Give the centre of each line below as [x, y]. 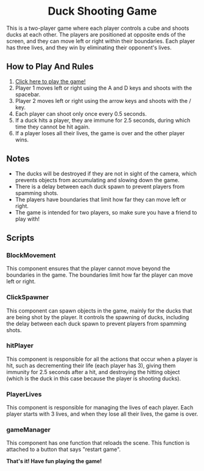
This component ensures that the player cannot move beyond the [88, 269]
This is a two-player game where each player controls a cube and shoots [98, 28]
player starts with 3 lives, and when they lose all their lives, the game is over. [102, 414]
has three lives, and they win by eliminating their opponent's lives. [89, 48]
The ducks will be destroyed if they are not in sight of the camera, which [106, 173]
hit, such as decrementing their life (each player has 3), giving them [91, 365]
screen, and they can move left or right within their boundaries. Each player [101, 41]
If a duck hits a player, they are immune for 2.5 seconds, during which [103, 120]
